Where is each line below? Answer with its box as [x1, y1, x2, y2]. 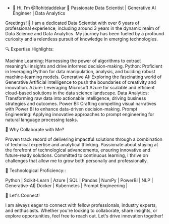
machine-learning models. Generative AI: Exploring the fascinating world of [5, 74, 162, 80]
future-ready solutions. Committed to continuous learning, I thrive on [5, 152, 148, 158]
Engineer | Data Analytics [12, 10, 66, 16]
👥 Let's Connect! [5, 192, 40, 198]
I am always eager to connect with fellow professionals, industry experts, [5, 202, 157, 208]
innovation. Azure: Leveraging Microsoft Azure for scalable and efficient [5, 85, 155, 90]
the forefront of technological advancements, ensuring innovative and [5, 147, 150, 153]
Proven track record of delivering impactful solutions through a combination [5, 136, 163, 142]
